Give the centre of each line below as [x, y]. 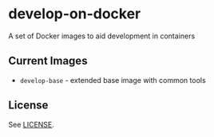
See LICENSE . [31, 124]
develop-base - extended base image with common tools [113, 80]
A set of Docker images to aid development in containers [102, 36]
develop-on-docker [75, 14]
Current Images [48, 61]
